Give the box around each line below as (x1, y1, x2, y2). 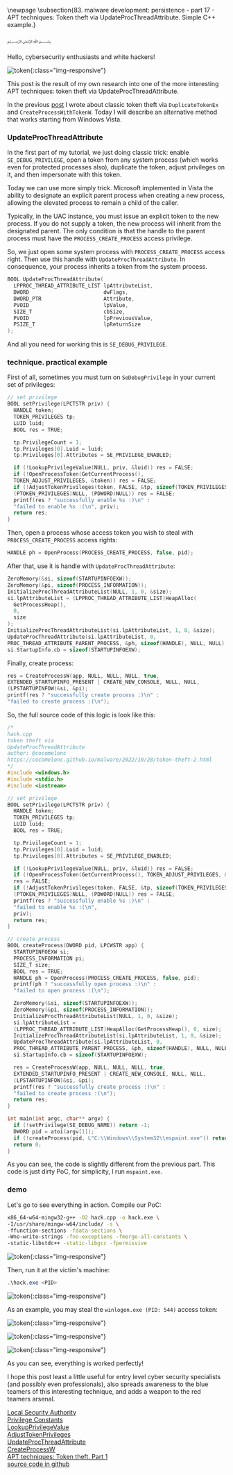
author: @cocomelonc (7, 750, 67, 757)
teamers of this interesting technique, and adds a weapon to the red (7, 1387, 201, 1396)
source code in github (7, 1460, 70, 1468)
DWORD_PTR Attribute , (13, 295, 135, 302)
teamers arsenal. (7, 1395, 55, 1403)
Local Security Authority (7, 1408, 77, 1417)
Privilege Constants (7, 1416, 64, 1424)
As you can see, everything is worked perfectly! (7, 1359, 144, 1367)
